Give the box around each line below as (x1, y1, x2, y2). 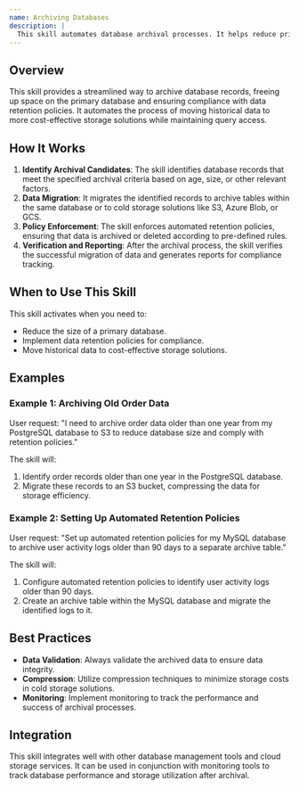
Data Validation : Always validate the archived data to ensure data (21, 654, 263, 665)
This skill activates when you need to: (9, 308, 147, 319)
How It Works (9, 140, 86, 156)
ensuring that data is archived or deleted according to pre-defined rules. (21, 231, 287, 241)
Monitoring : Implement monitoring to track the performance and (21, 692, 259, 703)
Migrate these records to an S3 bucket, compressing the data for (21, 481, 261, 491)
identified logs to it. (21, 604, 93, 615)
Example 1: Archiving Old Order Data (9, 398, 170, 410)
